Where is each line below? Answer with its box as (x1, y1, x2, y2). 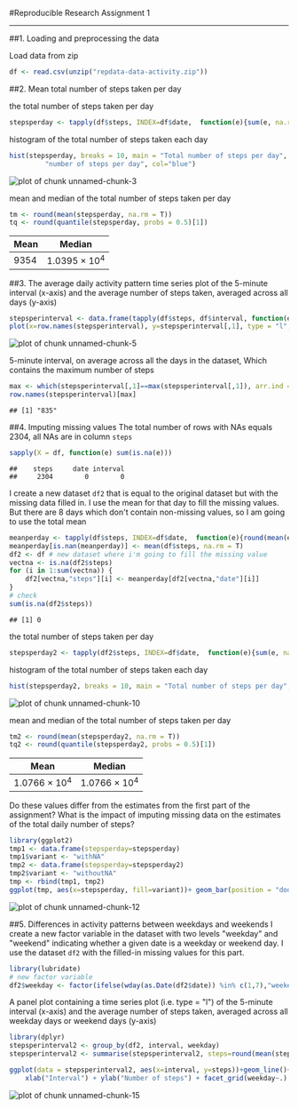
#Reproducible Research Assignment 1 (9, 8, 151, 18)
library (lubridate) (9, 964, 82, 973)
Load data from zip (9, 51, 79, 60)
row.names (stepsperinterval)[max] (9, 390, 137, 399)
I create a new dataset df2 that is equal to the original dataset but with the (9, 488, 278, 499)
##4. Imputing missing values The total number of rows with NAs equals (9, 422, 273, 433)
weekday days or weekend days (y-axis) (9, 1016, 157, 1026)
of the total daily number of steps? (9, 818, 135, 829)
